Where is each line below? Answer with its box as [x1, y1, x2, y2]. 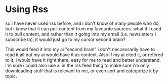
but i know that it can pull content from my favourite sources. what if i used [5, 25, 162, 31]
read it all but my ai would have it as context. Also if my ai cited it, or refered [5, 52, 163, 58]
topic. [5, 73, 17, 79]
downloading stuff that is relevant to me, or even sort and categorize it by [5, 67, 158, 74]
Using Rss [5, 4, 49, 15]
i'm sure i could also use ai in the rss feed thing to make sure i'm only [5, 62, 149, 68]
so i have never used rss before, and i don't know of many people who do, [5, 20, 160, 26]
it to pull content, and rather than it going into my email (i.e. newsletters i [5, 31, 156, 37]
